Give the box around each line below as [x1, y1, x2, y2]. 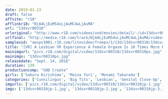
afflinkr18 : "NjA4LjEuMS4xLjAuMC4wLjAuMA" [5, 21, 95, 26]
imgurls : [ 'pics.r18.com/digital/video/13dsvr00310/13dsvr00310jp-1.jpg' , [5, 81, 164, 86]
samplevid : [5, 40, 28, 45]
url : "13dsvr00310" [5, 26, 46, 31]
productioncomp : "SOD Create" [5, 68, 68, 73]
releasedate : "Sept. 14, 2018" [5, 58, 70, 63]
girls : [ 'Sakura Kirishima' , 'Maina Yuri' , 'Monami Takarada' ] [5, 72, 140, 77]
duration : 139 [5, 63, 35, 68]
